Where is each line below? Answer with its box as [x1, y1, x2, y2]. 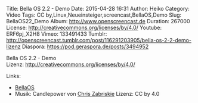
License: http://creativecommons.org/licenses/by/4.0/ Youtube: [6, 24, 162, 31]
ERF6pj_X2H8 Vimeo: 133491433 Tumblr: [6, 30, 107, 38]
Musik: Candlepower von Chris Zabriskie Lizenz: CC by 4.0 [14, 90, 160, 97]
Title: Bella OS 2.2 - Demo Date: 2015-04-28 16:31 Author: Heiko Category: [6, 5, 190, 12]
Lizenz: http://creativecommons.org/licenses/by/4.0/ [6, 61, 135, 68]
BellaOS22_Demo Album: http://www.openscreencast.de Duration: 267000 [6, 18, 190, 24]
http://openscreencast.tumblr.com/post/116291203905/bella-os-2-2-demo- [6, 37, 192, 43]
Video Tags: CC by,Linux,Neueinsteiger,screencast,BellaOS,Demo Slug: [6, 11, 182, 18]
